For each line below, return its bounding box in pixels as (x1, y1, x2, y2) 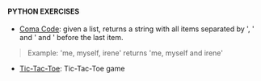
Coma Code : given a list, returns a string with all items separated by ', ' (19, 24, 255, 34)
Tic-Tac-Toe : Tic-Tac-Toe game (19, 64, 125, 74)
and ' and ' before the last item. (19, 33, 124, 43)
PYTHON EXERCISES (7, 6, 80, 16)
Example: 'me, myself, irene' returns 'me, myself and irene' (27, 48, 224, 58)
